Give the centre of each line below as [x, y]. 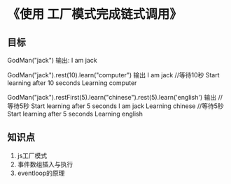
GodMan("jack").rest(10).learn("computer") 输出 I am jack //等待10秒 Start [113, 75]
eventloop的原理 [41, 173]
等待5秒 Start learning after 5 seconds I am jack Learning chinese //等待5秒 [115, 106]
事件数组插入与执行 [45, 164]
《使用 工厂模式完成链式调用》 [94, 14]
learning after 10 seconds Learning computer [72, 83]
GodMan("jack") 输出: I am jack [52, 60]
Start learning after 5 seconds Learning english [75, 114]
